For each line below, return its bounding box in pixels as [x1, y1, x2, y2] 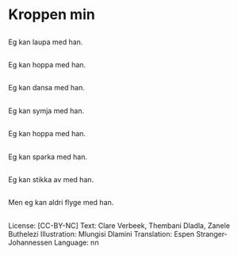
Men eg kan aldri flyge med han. [8, 198, 114, 207]
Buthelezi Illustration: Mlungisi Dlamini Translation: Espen [8, 229, 194, 238]
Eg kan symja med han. [8, 105, 85, 116]
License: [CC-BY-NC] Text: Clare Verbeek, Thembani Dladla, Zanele [8, 220, 230, 230]
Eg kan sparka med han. [8, 152, 88, 162]
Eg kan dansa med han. [8, 83, 85, 93]
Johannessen [8, 238, 53, 247]
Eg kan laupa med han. [8, 37, 83, 47]
